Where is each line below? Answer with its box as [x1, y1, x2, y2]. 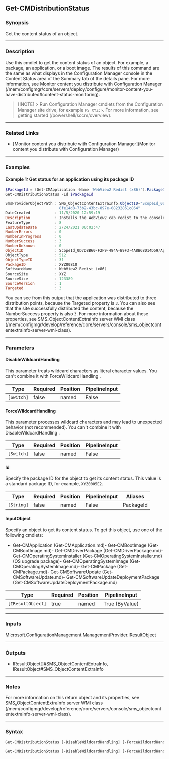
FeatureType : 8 [5, 220, 62, 225]
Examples [5, 164, 30, 171]
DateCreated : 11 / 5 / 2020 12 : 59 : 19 [5, 210, 100, 215]
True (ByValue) [103, 600, 139, 607]
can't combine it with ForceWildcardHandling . [5, 373, 101, 379]
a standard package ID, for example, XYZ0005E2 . [5, 481, 103, 487]
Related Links [5, 129, 39, 136]
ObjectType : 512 [5, 252, 66, 258]
